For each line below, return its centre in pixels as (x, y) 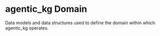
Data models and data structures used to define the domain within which (80, 23)
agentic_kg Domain (46, 9)
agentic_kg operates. (27, 28)
